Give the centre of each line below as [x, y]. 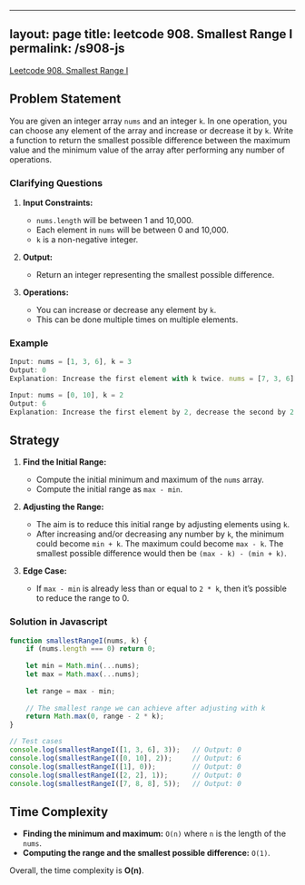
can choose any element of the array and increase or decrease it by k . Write [151, 130]
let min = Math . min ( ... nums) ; [83, 666]
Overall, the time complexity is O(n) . [77, 870]
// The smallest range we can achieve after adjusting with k [146, 708]
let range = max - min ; [71, 691]
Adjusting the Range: [63, 507]
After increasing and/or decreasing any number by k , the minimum [160, 534]
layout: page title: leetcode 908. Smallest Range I [151, 34]
